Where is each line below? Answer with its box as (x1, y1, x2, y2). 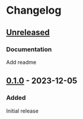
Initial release (6, 107, 39, 114)
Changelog (6, 4, 62, 17)
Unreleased (6, 27, 50, 37)
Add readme (6, 58, 37, 65)
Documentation (6, 45, 52, 54)
